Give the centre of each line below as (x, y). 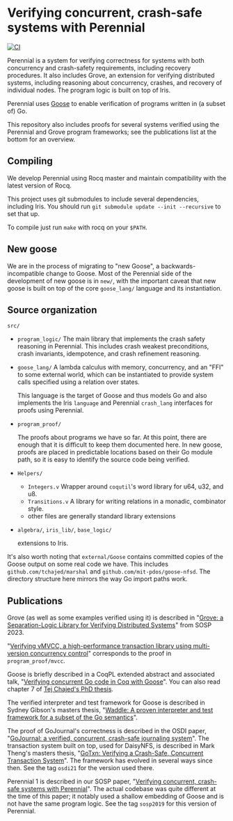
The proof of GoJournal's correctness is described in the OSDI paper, (107, 731)
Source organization (52, 310)
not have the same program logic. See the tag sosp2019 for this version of (112, 804)
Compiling (30, 161)
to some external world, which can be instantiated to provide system (115, 375)
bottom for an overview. (41, 139)
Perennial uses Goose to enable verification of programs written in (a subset (116, 103)
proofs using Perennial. (50, 410)
